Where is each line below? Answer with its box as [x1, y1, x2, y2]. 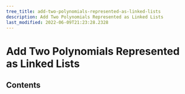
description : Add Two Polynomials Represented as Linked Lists [6, 14, 164, 20]
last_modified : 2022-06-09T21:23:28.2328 [6, 19, 109, 25]
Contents [6, 80, 41, 90]
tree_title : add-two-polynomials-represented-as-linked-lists [6, 8, 161, 15]
